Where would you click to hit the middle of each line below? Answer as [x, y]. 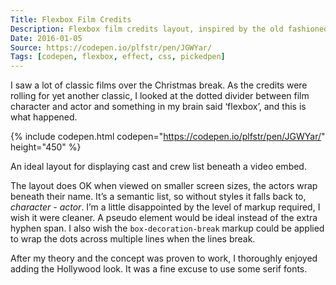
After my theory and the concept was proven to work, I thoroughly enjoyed [164, 258]
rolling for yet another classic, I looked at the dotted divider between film [160, 96]
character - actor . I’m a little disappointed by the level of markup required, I [165, 207]
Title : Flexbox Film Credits [71, 19]
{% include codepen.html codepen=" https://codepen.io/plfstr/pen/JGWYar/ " [168, 137]
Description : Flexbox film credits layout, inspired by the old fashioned [169, 29]
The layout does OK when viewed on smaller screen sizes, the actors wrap [164, 186]
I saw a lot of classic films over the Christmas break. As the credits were [159, 85]
